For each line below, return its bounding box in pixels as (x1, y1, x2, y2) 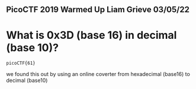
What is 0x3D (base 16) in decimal (6, 28, 177, 42)
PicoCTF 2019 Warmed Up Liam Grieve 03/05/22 (6, 5, 189, 15)
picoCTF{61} (6, 60, 36, 67)
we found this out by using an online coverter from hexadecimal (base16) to (6, 71, 191, 78)
